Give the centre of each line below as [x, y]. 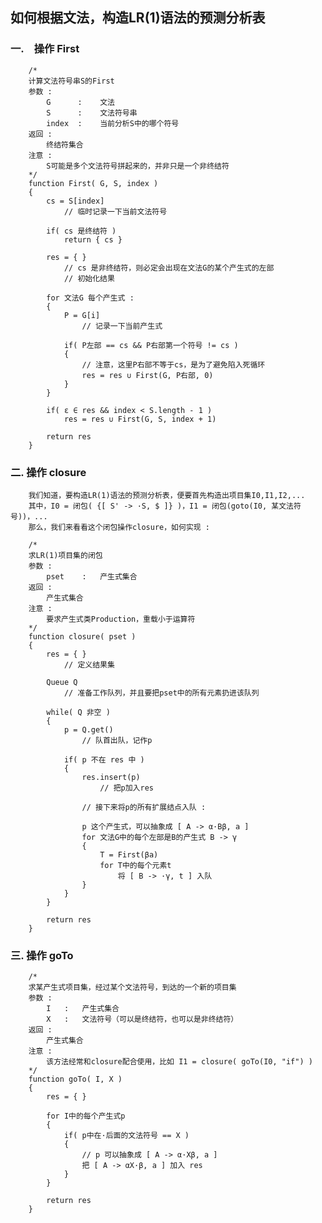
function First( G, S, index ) [93, 183]
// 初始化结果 [89, 278]
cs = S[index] [75, 201]
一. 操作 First [45, 49]
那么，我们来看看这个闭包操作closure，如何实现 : [119, 527]
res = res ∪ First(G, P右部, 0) [147, 375]
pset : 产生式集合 [92, 576]
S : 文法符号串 [92, 113]
